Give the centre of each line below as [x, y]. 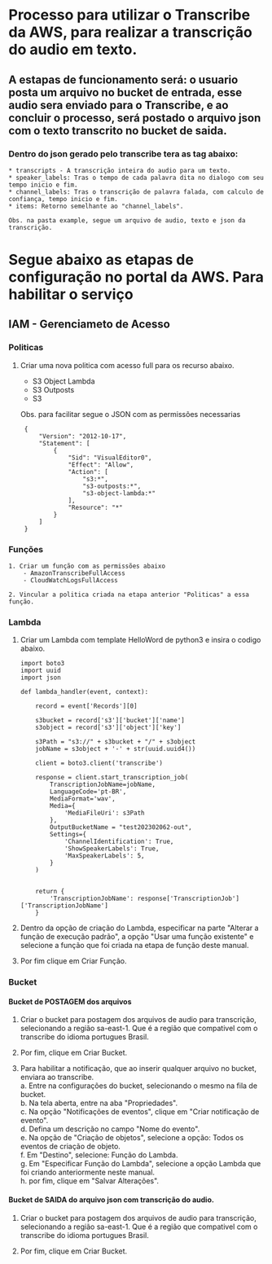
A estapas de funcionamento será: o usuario [123, 79]
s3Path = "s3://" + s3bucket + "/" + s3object [116, 742]
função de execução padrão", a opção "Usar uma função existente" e [137, 937]
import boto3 [42, 664]
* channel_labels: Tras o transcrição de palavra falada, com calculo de [136, 192]
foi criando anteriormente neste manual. [88, 1172]
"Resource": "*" [96, 507]
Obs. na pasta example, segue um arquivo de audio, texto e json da [127, 220]
